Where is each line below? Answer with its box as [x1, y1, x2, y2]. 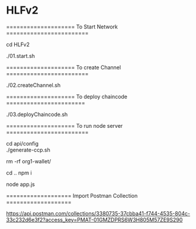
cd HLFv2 [6, 41, 30, 48]
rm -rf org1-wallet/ [6, 157, 52, 165]
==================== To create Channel [6, 63, 121, 71]
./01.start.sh [6, 52, 36, 59]
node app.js [6, 180, 36, 188]
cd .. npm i [6, 169, 32, 176]
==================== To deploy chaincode [6, 93, 128, 100]
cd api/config [6, 140, 39, 147]
